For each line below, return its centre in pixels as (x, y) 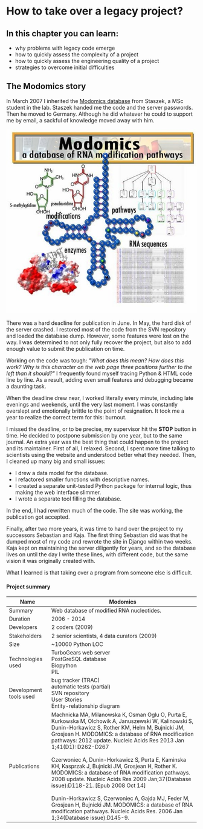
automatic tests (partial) (81, 687)
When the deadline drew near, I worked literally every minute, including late (100, 398)
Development (25, 690)
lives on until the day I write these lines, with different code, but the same (97, 554)
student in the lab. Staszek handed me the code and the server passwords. (100, 107)
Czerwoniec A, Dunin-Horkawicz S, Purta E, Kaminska (118, 759)
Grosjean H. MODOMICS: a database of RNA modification (123, 734)
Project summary (28, 587)
